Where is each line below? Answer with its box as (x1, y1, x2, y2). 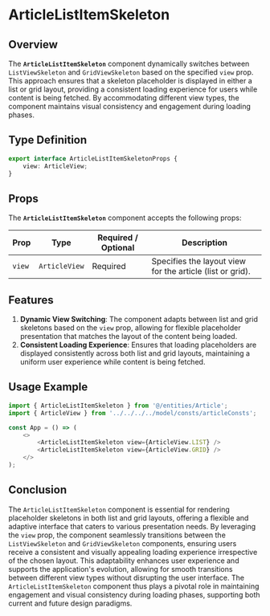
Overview (8, 38, 59, 51)
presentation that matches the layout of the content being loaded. (19, 332, 238, 341)
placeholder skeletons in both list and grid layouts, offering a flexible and (8, 512, 249, 523)
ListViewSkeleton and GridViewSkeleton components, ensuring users (8, 538, 237, 548)
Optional (100, 243, 135, 254)
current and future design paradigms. (8, 598, 133, 608)
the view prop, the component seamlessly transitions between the (8, 530, 227, 540)
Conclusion (8, 483, 67, 497)
